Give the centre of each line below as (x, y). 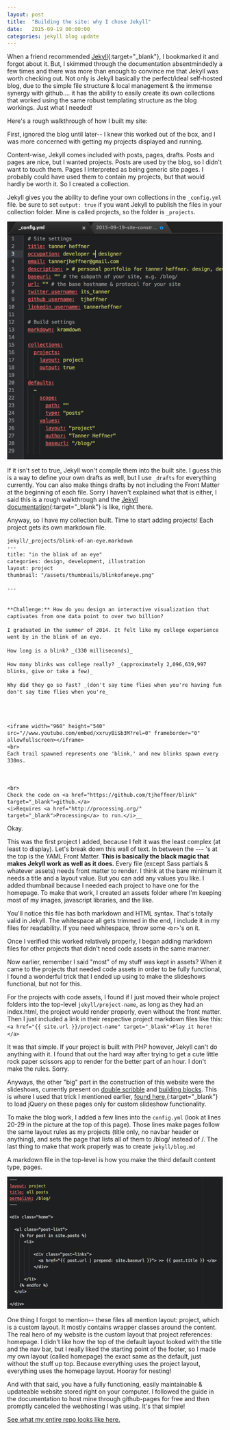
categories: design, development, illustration (76, 562)
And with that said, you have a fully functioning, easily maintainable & (105, 1385)
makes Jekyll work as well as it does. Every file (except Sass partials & (108, 864)
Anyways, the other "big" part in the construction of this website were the (111, 1082)
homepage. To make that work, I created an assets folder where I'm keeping (115, 893)
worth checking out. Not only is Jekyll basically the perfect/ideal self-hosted (115, 78)
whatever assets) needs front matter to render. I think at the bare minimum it (115, 871)
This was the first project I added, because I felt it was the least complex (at (114, 842)
